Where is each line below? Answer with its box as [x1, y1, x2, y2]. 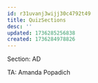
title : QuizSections [7, 17, 67, 24]
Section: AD [7, 55, 41, 63]
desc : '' [7, 23, 32, 30]
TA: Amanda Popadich [7, 68, 70, 77]
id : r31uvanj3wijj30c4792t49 [7, 10, 91, 17]
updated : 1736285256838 [7, 29, 76, 37]
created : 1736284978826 [7, 36, 76, 43]
